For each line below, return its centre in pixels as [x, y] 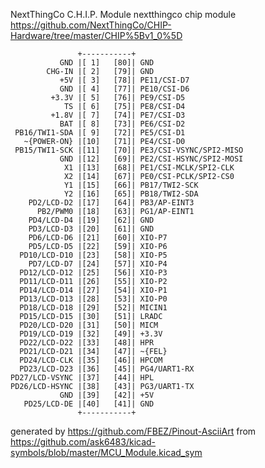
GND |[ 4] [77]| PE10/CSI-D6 [124, 89]
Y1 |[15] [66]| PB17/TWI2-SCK [131, 185]
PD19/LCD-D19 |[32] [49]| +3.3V [91, 334]
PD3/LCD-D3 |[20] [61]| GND [91, 229]
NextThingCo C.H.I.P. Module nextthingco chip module [123, 14]
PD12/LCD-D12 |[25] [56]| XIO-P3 [93, 273]
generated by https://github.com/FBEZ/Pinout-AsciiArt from [133, 431]
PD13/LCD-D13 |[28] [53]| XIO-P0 [93, 299]
